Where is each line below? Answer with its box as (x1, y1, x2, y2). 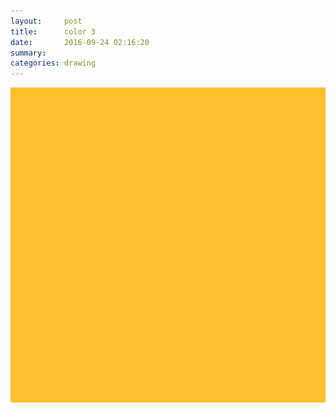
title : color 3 (10, 26, 97, 37)
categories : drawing (10, 58, 97, 69)
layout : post (10, 16, 83, 26)
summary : (10, 48, 47, 58)
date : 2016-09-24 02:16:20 (10, 37, 150, 47)
